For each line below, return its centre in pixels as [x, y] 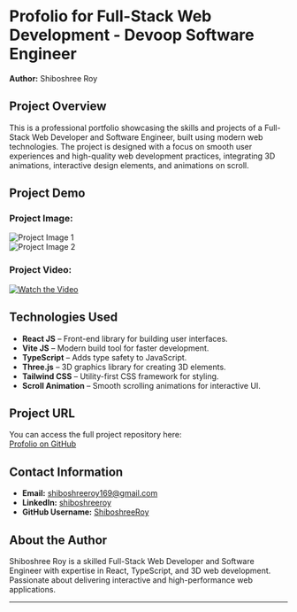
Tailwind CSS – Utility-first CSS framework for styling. [120, 376]
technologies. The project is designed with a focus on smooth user [131, 146]
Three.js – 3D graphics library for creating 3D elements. [124, 367]
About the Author [58, 540]
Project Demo [47, 194]
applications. [32, 589]
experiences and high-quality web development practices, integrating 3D [142, 156]
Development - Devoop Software [132, 35]
